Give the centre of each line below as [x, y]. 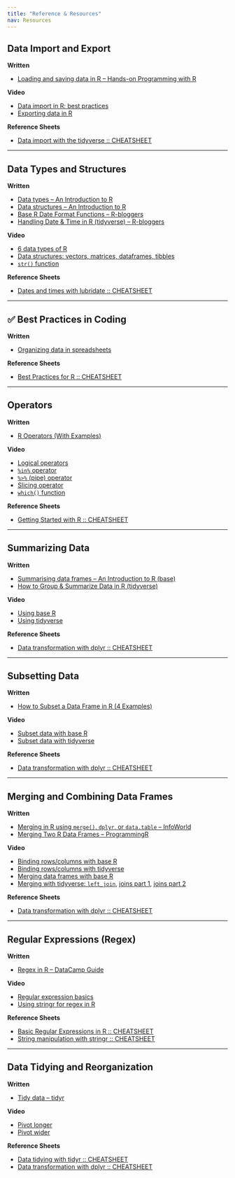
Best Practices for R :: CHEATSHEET [70, 376]
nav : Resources [29, 20]
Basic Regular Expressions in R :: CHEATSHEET [85, 1031]
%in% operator [37, 470]
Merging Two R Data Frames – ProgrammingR [83, 834]
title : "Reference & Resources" [54, 14]
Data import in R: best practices [63, 106]
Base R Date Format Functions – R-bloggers [80, 215]
